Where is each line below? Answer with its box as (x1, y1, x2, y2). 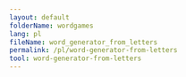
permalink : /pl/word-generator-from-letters (9, 46, 178, 55)
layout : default (9, 12, 70, 22)
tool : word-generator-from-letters (9, 54, 142, 63)
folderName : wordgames (9, 21, 94, 30)
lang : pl (9, 29, 42, 38)
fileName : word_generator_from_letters (9, 37, 158, 47)
